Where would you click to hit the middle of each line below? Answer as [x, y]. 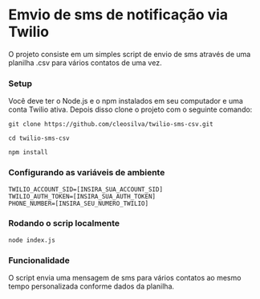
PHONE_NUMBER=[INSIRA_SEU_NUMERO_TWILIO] [79, 203]
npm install [28, 153]
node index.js [32, 240]
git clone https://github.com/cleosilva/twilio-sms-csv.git [111, 125]
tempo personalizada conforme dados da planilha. [91, 286]
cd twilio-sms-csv [39, 138]
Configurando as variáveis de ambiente [87, 173]
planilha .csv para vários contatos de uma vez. [85, 63]
